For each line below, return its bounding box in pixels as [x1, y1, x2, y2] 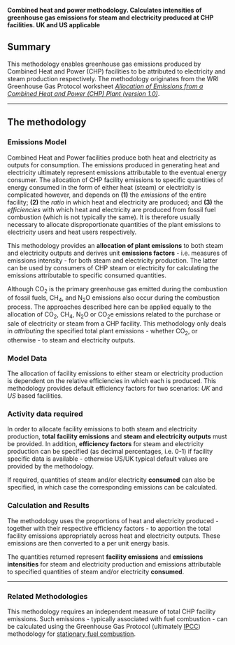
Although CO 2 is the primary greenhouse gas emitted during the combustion [7, 284, 227, 295]
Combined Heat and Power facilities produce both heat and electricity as [7, 153, 217, 162]
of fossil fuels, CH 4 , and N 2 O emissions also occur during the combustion [7, 293, 220, 304]
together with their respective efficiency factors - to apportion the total [7, 524, 211, 532]
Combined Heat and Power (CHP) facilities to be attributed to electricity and [7, 67, 226, 76]
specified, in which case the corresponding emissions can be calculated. [7, 483, 218, 492]
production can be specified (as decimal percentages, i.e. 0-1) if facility [7, 448, 213, 456]
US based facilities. [7, 391, 63, 400]
